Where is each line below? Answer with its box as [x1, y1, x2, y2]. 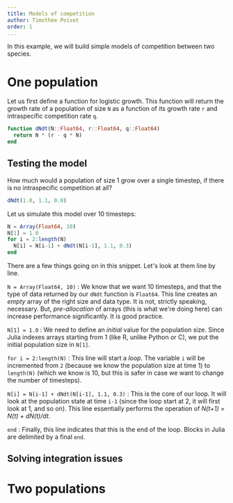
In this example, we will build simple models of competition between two [7, 42, 215, 51]
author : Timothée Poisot [7, 17, 79, 24]
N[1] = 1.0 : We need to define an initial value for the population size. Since [7, 325, 225, 334]
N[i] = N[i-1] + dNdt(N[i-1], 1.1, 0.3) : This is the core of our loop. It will [7, 389, 227, 398]
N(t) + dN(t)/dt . [7, 412, 51, 420]
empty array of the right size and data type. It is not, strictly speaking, [7, 297, 207, 305]
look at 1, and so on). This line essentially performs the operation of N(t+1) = [7, 405, 225, 412]
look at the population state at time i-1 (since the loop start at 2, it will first [7, 397, 220, 405]
